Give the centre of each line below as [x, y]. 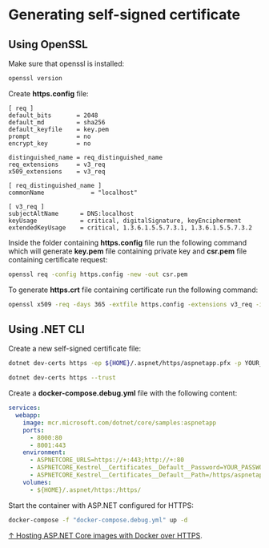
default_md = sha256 [57, 122]
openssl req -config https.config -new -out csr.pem [98, 274]
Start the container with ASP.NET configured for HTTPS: [101, 505]
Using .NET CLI [47, 329]
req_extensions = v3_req [57, 164]
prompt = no [50, 136]
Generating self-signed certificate [124, 15]
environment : [44, 453]
